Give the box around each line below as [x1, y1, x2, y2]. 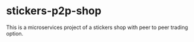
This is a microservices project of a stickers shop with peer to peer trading [6, 24, 189, 31]
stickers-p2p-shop [6, 4, 102, 18]
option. [6, 30, 24, 37]
